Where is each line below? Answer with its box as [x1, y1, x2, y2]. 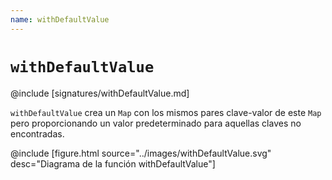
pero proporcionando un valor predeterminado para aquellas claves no [10, 117, 302, 129]
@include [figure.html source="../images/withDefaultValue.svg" [10, 147, 272, 159]
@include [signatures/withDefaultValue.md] [10, 87, 190, 99]
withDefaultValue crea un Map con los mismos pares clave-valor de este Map [10, 106, 322, 118]
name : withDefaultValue [10, 14, 110, 25]
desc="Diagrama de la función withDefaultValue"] [10, 157, 216, 170]
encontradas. [10, 127, 65, 140]
